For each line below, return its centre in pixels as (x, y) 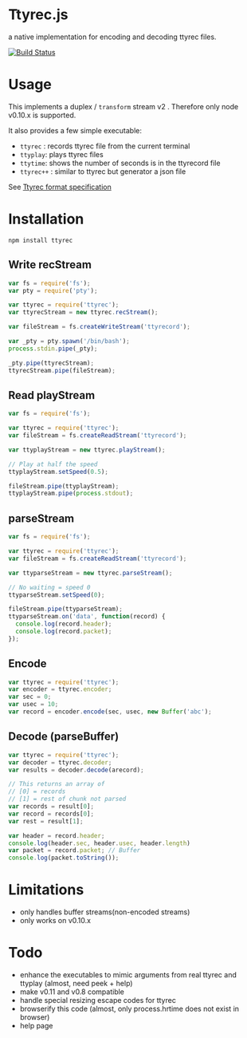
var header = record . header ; (57, 835)
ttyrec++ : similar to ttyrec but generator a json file (103, 171)
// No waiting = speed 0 (49, 587)
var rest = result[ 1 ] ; (46, 821)
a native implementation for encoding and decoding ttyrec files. (112, 37)
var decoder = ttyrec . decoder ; (60, 762)
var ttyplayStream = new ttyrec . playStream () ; (87, 450)
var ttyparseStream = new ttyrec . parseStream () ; (90, 573)
